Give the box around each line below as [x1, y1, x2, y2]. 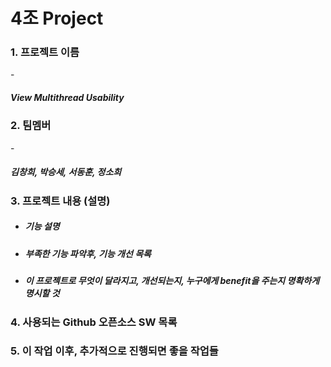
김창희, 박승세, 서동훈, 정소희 [10, 166, 122, 178]
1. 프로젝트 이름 [10, 45, 80, 59]
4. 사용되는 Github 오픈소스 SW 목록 [10, 315, 178, 329]
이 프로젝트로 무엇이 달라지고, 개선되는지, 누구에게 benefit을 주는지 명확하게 [24, 275, 320, 287]
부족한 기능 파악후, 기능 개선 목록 [24, 247, 152, 259]
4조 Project [10, 7, 104, 30]
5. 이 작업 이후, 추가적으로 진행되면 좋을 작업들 [10, 344, 219, 358]
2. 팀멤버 [10, 119, 52, 133]
